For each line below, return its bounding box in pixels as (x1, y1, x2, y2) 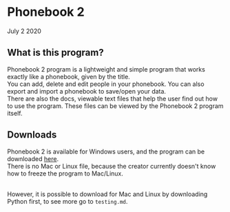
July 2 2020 (7, 27, 41, 35)
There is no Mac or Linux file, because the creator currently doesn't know (7, 162, 216, 170)
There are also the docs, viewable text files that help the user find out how (7, 94, 218, 103)
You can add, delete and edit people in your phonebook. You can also (7, 80, 205, 88)
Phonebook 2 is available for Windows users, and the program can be (7, 147, 205, 156)
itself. (7, 109, 23, 117)
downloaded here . (7, 154, 59, 162)
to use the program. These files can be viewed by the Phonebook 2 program (7, 101, 224, 110)
